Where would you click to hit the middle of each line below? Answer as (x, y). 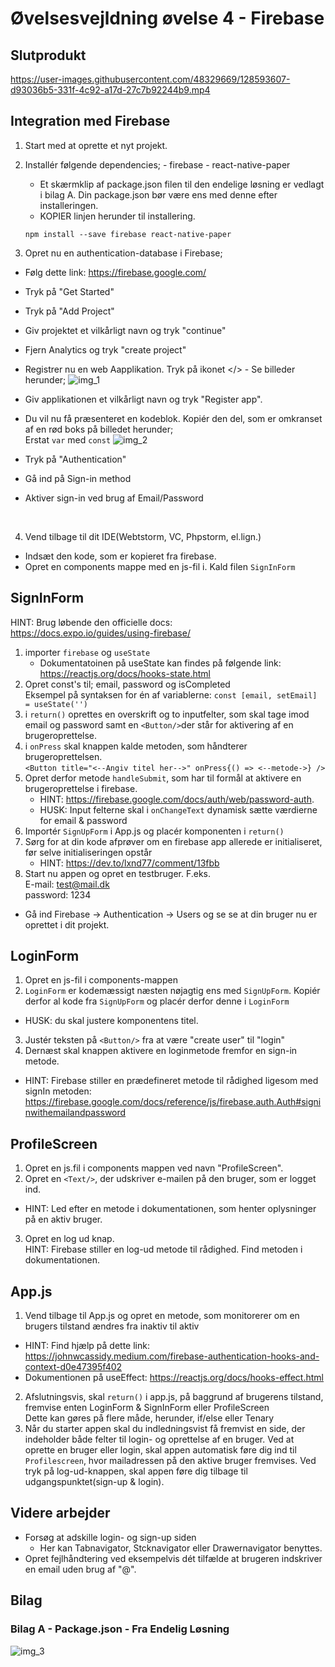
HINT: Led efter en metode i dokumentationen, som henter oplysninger (170, 1209)
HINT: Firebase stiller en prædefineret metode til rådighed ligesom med (171, 1081)
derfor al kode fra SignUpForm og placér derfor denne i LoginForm (157, 1001)
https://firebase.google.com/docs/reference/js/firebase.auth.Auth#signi (173, 1102)
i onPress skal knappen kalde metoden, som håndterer (136, 746)
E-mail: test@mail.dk (67, 884)
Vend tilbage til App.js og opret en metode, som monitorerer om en (162, 1316)
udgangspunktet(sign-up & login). (94, 1482)
